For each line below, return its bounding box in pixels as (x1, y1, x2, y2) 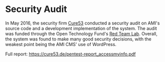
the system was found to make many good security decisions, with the (5, 36, 152, 42)
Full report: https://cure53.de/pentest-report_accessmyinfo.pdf (5, 51, 136, 57)
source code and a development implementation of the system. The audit (5, 25, 157, 31)
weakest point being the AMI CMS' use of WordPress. (5, 41, 117, 47)
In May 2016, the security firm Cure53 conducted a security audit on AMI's (5, 20, 160, 26)
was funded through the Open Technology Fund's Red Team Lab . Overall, (5, 30, 157, 36)
